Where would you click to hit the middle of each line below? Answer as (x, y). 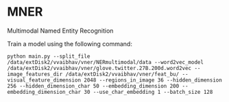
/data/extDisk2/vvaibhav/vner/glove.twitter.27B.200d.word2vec (99, 68)
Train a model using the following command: (70, 44)
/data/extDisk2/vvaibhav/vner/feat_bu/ (122, 74)
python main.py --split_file (49, 56)
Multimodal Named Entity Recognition (60, 31)
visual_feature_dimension (44, 80)
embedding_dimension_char (44, 92)
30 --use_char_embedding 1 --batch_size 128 (148, 92)
